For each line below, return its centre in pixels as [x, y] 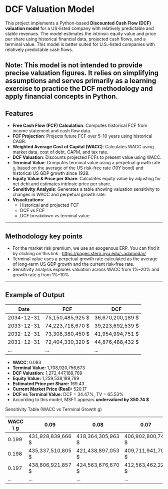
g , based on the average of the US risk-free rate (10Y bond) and [78, 168]
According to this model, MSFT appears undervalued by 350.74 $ [80, 399]
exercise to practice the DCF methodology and [79, 89]
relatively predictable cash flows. [39, 49]
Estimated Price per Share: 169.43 [48, 384]
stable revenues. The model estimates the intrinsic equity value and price [81, 33]
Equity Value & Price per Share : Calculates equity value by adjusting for [87, 179]
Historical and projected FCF [49, 205]
